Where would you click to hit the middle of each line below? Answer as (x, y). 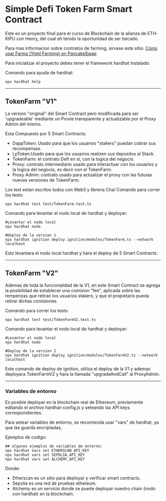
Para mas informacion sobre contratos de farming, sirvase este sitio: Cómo (82, 48)
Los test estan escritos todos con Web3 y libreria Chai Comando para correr (83, 190)
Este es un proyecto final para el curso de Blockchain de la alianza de (76, 33)
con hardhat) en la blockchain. (43, 494)
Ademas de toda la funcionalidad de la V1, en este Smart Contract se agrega (83, 285)
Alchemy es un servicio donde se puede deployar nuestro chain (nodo (84, 488)
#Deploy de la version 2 (31, 351)
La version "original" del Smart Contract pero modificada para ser (72, 113)
